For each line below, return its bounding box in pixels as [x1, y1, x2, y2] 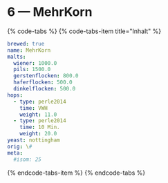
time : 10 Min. [19, 124, 60, 131]
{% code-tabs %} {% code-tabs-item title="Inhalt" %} [7, 27, 162, 35]
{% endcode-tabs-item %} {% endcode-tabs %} [7, 168, 146, 177]
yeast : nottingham [7, 137, 60, 144]
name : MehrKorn [7, 46, 51, 54]
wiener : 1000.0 [13, 59, 57, 66]
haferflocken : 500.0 [13, 79, 73, 86]
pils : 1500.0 [13, 66, 51, 73]
